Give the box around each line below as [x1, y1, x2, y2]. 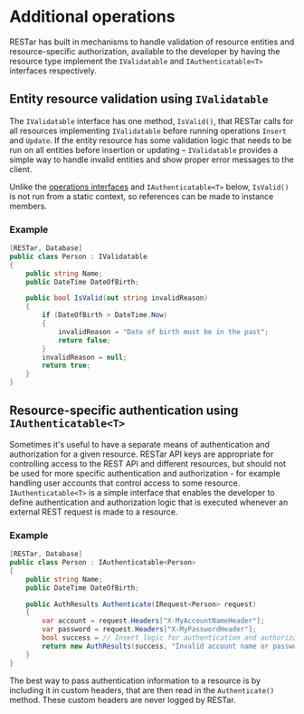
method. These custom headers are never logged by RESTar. [9, 694, 237, 705]
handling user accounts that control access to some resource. [9, 478, 241, 488]
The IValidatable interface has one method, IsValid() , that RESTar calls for [9, 115, 294, 126]
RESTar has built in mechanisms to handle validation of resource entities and [9, 36, 295, 47]
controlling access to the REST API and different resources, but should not [9, 458, 287, 468]
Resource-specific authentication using [9, 403, 239, 419]
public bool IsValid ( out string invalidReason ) [25, 294, 208, 303]
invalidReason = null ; [42, 352, 128, 362]
